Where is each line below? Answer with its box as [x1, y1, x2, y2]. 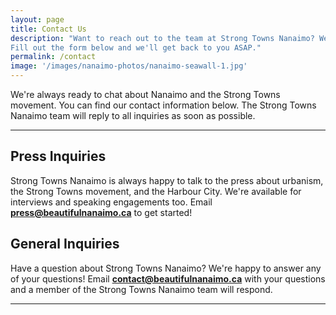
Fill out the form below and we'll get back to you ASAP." [10, 42, 262, 53]
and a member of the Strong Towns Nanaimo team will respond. [10, 283, 273, 295]
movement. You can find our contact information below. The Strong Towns [10, 99, 317, 111]
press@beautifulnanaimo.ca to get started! [10, 206, 193, 218]
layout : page [10, 14, 65, 25]
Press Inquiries [10, 148, 107, 165]
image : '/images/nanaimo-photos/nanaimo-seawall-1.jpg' [10, 61, 248, 71]
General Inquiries [10, 236, 120, 253]
